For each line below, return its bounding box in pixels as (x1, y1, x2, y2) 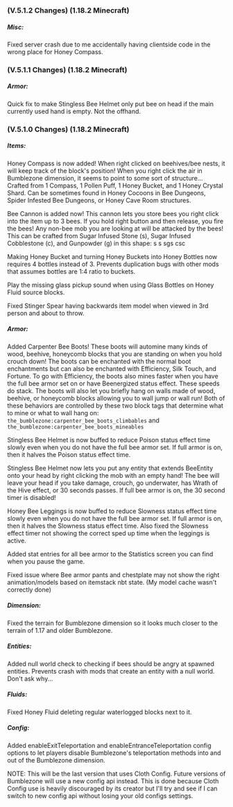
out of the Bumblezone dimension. (7, 756, 105, 764)
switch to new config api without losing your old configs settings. (7, 791, 193, 800)
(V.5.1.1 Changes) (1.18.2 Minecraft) (7, 65, 128, 74)
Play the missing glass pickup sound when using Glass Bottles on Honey (7, 281, 214, 289)
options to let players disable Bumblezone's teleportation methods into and (7, 749, 221, 757)
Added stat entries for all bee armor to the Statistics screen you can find (7, 549, 214, 558)
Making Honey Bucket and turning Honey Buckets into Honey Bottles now (7, 252, 218, 260)
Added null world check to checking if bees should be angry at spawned (7, 659, 215, 668)
